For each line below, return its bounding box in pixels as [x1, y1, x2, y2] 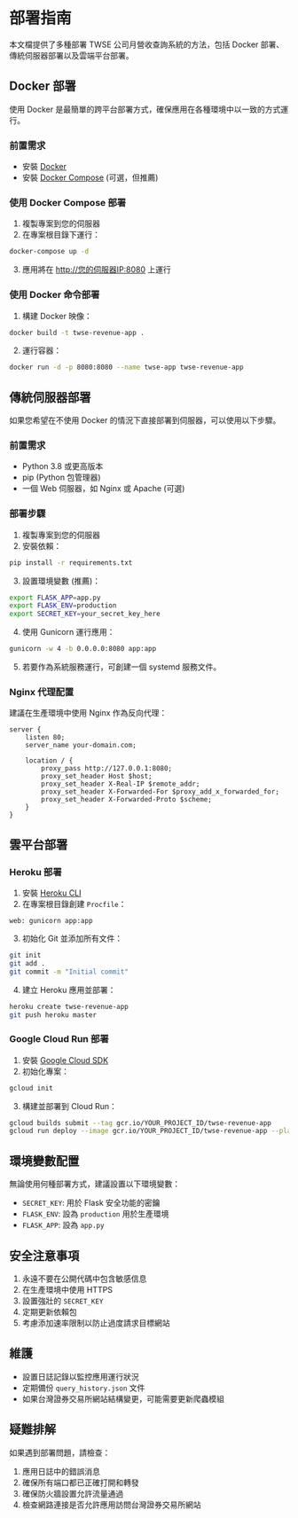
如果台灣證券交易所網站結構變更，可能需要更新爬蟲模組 [21, 1393, 224, 1404]
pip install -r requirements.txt [9, 558, 133, 567]
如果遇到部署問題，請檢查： [9, 1447, 111, 1458]
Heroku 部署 [9, 865, 62, 878]
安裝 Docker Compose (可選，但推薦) [21, 172, 159, 183]
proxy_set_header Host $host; [41, 772, 153, 781]
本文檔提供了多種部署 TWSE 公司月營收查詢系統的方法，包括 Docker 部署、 [9, 39, 285, 50]
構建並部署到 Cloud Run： [21, 1100, 118, 1111]
